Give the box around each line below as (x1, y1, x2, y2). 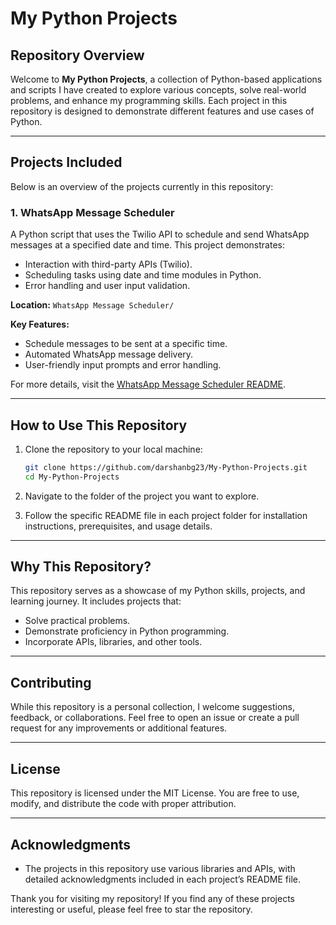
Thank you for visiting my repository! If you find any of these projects (10, 892, 296, 904)
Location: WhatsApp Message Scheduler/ (10, 299, 175, 311)
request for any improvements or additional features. (10, 722, 228, 734)
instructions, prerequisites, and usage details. (24, 520, 213, 532)
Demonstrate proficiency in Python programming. (24, 625, 230, 637)
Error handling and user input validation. (24, 280, 191, 292)
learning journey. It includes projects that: (10, 595, 182, 607)
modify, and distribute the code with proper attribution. (10, 798, 237, 810)
